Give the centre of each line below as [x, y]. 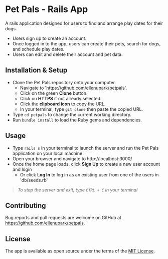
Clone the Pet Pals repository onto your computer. [64, 82]
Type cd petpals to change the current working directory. [72, 114]
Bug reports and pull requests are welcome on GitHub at [63, 218]
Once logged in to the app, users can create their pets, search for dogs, [87, 43]
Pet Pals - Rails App [47, 9]
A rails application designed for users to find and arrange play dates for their [84, 23]
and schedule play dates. [38, 49]
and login [22, 169]
